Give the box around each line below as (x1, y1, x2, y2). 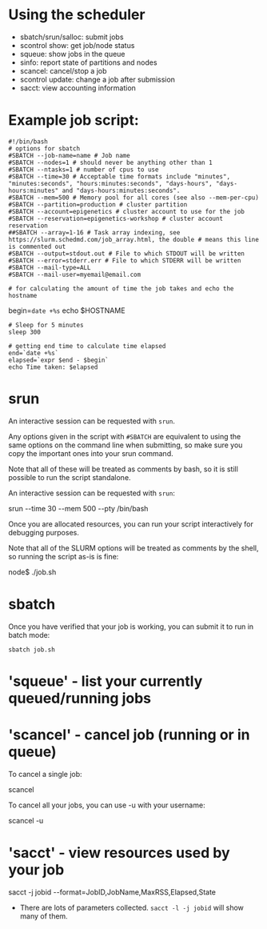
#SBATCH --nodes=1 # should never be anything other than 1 (8, 158, 213, 166)
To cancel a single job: (8, 769, 82, 779)
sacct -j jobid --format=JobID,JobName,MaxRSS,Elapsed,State (8, 887, 217, 897)
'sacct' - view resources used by (8, 844, 230, 862)
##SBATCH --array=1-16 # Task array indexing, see (8, 228, 181, 237)
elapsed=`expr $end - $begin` (8, 356, 110, 364)
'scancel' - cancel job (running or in (8, 726, 250, 744)
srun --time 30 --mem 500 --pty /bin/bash (8, 503, 149, 513)
